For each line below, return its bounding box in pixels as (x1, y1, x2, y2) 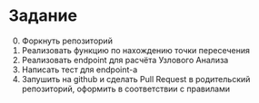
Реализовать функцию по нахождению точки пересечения (21, 44, 251, 55)
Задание (8, 5, 78, 26)
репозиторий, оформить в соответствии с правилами (21, 83, 231, 94)
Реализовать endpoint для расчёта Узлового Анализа (21, 54, 229, 65)
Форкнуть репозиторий (21, 35, 113, 46)
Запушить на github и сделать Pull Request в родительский (21, 73, 251, 84)
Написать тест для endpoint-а (21, 64, 138, 75)
